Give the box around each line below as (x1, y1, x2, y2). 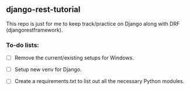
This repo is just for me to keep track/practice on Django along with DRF (6, 20, 180, 27)
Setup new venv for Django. (14, 66, 82, 73)
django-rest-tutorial (6, 5, 81, 15)
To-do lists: (6, 41, 40, 49)
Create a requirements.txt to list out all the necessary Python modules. (14, 78, 185, 85)
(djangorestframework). (6, 26, 63, 33)
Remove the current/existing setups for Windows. (14, 54, 134, 61)
